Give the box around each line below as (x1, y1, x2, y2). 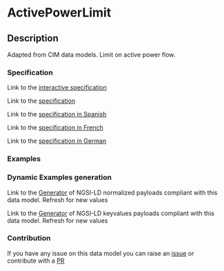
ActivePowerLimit (7, 5, 112, 21)
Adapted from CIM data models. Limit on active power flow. (7, 50, 176, 59)
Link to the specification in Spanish (7, 110, 107, 119)
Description (7, 32, 59, 44)
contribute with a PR (7, 257, 65, 265)
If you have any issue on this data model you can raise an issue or (7, 249, 194, 257)
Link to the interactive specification (7, 83, 107, 92)
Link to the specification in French (7, 123, 103, 132)
